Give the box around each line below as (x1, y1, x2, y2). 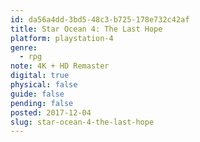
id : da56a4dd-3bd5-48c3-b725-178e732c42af (10, 14, 190, 25)
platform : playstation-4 (10, 33, 114, 43)
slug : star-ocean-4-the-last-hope (10, 117, 155, 127)
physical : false (10, 80, 78, 90)
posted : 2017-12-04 (10, 107, 92, 118)
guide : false (10, 89, 65, 99)
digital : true (10, 71, 70, 81)
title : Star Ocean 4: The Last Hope (10, 24, 163, 34)
